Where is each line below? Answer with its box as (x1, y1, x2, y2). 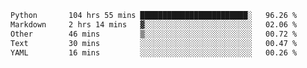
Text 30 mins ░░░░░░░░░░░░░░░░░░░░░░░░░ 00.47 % (10, 38, 298, 48)
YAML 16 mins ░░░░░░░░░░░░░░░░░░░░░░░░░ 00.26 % (10, 47, 298, 58)
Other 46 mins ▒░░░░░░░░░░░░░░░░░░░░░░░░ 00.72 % (10, 29, 298, 39)
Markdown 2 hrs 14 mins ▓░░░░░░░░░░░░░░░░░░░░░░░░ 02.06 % (10, 19, 298, 30)
